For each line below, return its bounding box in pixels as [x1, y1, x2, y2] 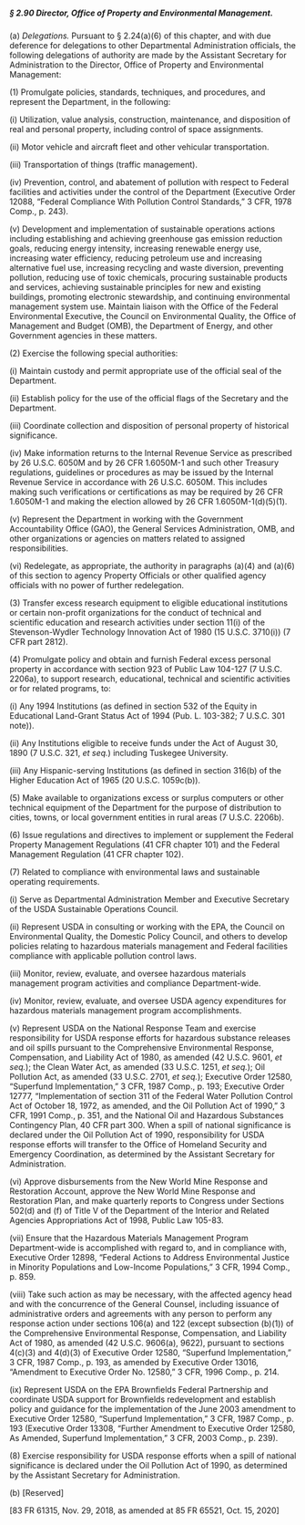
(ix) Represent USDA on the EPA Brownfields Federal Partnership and [9, 1384, 269, 1395]
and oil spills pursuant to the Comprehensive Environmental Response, [9, 1042, 275, 1053]
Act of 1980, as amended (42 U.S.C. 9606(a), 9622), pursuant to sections [9, 1337, 285, 1348]
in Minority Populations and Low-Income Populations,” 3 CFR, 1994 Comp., [9, 1261, 290, 1272]
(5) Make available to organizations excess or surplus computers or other [9, 792, 284, 803]
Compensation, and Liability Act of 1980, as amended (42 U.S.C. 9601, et [9, 1052, 282, 1063]
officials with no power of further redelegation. [9, 579, 185, 590]
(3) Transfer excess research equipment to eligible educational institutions [9, 597, 289, 608]
